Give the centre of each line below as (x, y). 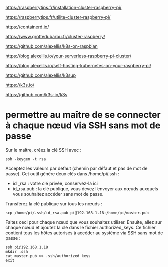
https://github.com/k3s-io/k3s (36, 94)
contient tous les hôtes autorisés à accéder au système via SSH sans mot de (84, 233)
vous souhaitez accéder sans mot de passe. (58, 194)
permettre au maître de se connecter (83, 115)
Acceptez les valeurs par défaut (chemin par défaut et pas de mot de (76, 168)
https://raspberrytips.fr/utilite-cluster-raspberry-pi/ (58, 17)
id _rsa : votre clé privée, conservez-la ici (55, 183)
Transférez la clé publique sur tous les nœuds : (54, 204)
